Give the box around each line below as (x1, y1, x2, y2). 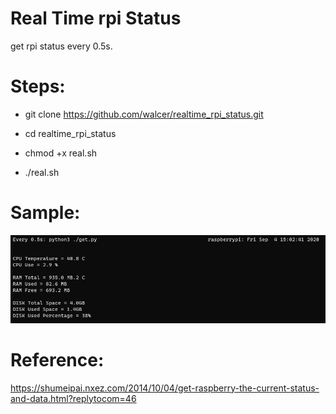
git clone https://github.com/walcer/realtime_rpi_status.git (24, 108, 264, 120)
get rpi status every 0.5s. (10, 40, 113, 52)
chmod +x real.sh (24, 147, 98, 159)
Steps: (10, 75, 66, 98)
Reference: (10, 348, 105, 371)
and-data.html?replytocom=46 (10, 392, 137, 404)
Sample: (10, 202, 81, 224)
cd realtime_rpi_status (24, 127, 117, 139)
